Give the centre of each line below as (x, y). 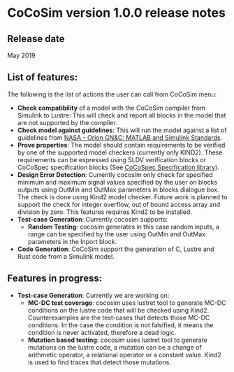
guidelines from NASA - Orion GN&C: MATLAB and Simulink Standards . (119, 137)
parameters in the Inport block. (72, 241)
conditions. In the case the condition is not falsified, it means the (120, 325)
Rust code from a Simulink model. (66, 256)
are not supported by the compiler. (67, 122)
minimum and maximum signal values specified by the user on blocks (117, 182)
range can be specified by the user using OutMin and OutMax (117, 234)
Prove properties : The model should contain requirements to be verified (121, 145)
